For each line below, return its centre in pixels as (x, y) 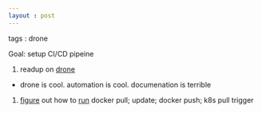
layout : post (32, 16)
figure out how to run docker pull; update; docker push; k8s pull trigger (137, 99)
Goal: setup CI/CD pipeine (51, 53)
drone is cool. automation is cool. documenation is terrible (115, 84)
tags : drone (28, 38)
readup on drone (48, 69)
